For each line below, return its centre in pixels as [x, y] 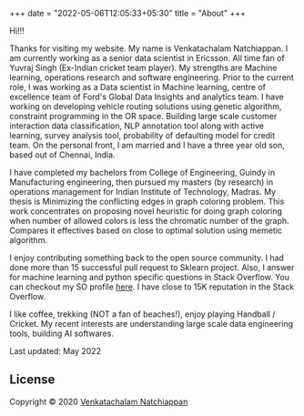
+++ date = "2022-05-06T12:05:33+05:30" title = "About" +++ [127, 13]
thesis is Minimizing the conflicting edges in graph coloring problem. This [147, 201]
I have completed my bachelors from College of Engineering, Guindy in [142, 172]
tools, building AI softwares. [61, 333]
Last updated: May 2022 [56, 351]
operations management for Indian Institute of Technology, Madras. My [142, 192]
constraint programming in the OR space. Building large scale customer [143, 116]
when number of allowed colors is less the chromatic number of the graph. [149, 221]
